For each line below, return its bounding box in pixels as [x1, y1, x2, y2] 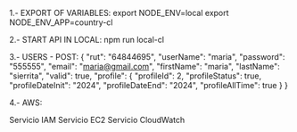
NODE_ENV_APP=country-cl [9, 17, 113, 28]
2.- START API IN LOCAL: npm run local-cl [9, 35, 165, 45]
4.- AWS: [9, 97, 43, 108]
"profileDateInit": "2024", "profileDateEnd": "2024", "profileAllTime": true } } [9, 80, 288, 90]
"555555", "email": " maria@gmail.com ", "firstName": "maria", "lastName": [9, 62, 280, 71]
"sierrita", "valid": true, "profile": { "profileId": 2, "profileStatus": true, [9, 70, 261, 81]
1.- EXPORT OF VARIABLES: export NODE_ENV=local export [9, 8, 229, 18]
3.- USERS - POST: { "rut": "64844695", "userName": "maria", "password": [9, 52, 285, 62]
